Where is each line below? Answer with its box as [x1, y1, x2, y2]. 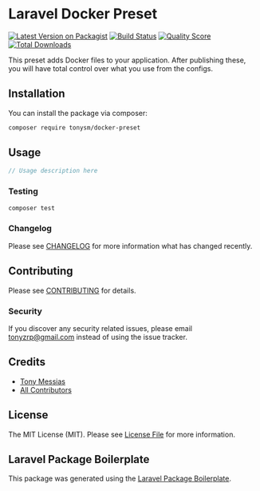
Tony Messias [19, 377, 66, 386]
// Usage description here [8, 167, 98, 175]
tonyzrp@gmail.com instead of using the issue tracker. [8, 332, 187, 341]
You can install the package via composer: [8, 108, 148, 118]
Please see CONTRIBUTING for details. [8, 285, 137, 295]
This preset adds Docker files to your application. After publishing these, [8, 55, 246, 65]
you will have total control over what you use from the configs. [8, 63, 214, 73]
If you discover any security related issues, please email [8, 323, 193, 333]
